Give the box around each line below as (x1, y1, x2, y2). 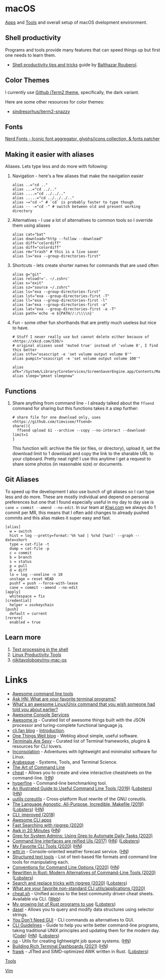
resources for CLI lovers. (12, 743, 63, 749)
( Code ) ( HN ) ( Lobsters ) (12, 932, 60, 938)
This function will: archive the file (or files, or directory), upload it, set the (12, 445, 161, 451)
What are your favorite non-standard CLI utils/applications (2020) (12, 885, 145, 891)
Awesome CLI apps (12, 817, 52, 823)
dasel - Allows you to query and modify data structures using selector (12, 906, 154, 912)
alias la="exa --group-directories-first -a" (12, 303, 107, 308)
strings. (12, 912, 28, 918)
